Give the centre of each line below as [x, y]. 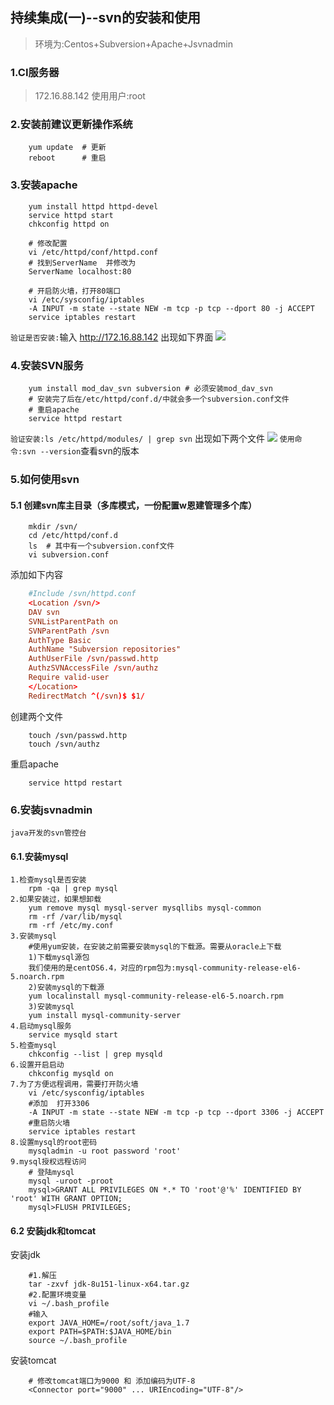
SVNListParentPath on [73, 621]
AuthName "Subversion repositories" [105, 649]
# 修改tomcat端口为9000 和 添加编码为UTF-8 [112, 1381]
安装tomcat [33, 1360]
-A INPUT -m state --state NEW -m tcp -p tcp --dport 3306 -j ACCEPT [176, 1113]
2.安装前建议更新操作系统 [71, 125]
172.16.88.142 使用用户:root [90, 96]
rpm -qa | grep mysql [73, 889]
